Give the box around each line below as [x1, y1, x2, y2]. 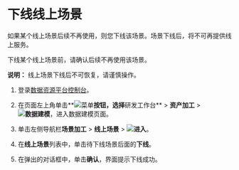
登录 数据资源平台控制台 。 [17, 85, 93, 94]
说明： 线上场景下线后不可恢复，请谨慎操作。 [7, 70, 140, 79]
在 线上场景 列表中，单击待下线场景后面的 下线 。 [17, 139, 155, 148]
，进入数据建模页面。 [49, 110, 112, 118]
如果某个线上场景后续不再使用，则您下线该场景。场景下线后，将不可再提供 [7, 31, 225, 40]
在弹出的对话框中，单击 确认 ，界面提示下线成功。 [17, 154, 161, 164]
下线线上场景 [7, 6, 83, 23]
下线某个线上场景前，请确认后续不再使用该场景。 [7, 55, 151, 64]
